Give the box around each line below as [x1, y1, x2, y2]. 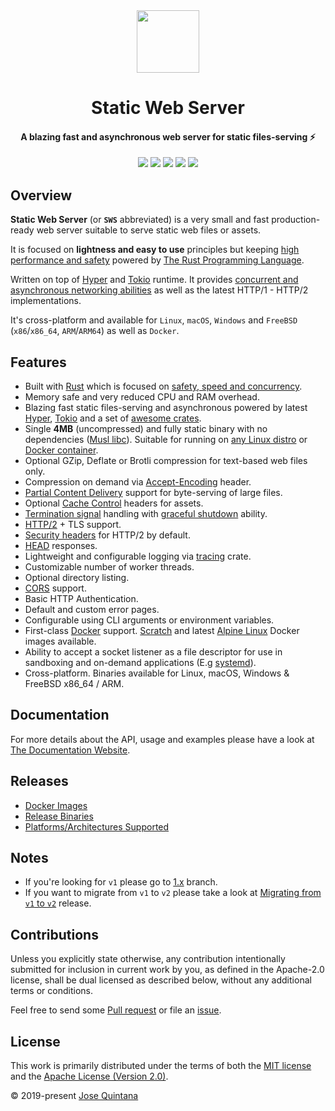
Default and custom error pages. [24, 604, 160, 616]
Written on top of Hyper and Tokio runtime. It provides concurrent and [10, 274, 299, 286]
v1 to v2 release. [24, 897, 92, 909]
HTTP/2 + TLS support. [24, 519, 122, 531]
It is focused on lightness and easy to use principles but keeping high [10, 244, 300, 256]
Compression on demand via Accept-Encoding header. [24, 476, 252, 488]
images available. [24, 635, 97, 648]
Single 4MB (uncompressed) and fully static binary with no [24, 423, 268, 435]
